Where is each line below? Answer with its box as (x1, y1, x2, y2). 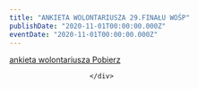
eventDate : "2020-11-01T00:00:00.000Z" (9, 30, 159, 39)
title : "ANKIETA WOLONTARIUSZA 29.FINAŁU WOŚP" (9, 13, 191, 22)
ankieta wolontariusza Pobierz (9, 55, 121, 66)
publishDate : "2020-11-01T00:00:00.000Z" (9, 22, 167, 31)
